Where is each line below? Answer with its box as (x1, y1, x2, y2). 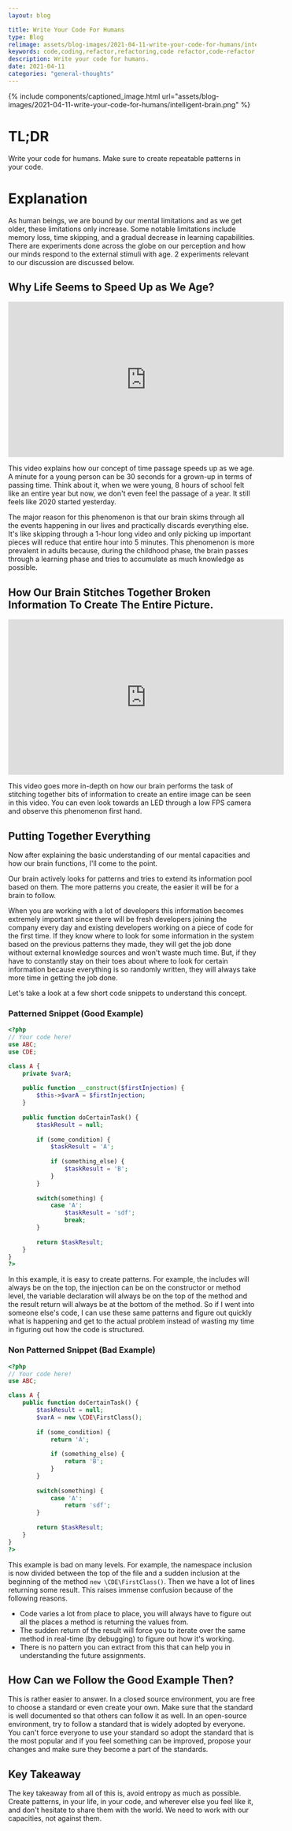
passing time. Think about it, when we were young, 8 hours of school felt (8, 481, 245, 490)
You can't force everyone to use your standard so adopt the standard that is (8, 1728, 254, 1737)
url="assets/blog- (161, 92, 220, 101)
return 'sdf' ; (64, 1501, 111, 1510)
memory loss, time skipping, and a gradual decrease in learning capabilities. (8, 232, 255, 242)
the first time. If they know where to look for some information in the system (8, 931, 254, 941)
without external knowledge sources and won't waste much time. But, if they (8, 948, 257, 957)
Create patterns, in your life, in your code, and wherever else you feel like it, (8, 1797, 254, 1807)
